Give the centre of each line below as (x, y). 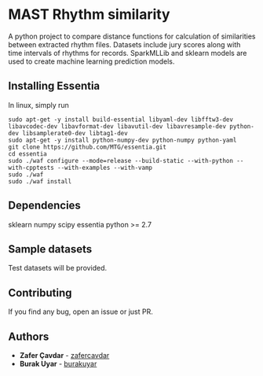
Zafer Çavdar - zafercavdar (64, 355)
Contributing (40, 293)
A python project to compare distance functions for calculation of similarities (132, 36)
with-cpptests (31, 168)
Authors (29, 336)
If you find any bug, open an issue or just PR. (80, 311)
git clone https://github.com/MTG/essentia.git (88, 147)
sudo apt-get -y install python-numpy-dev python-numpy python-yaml (122, 140)
